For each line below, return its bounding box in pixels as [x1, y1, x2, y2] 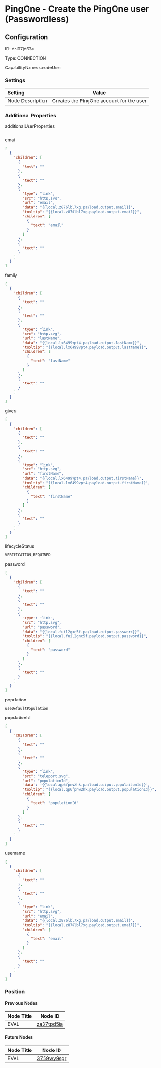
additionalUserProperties [5, 123, 55, 129]
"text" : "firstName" [30, 494, 73, 499]
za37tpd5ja [36, 1021, 63, 1028]
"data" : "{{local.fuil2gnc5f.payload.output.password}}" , [22, 629, 142, 634]
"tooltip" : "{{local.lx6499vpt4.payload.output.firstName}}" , [22, 481, 150, 485]
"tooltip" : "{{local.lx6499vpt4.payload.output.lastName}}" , [22, 345, 148, 350]
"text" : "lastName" [30, 358, 70, 364]
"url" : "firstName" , [22, 471, 64, 476]
